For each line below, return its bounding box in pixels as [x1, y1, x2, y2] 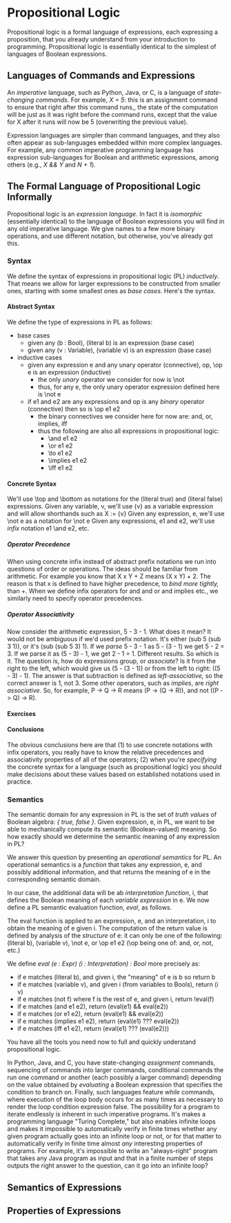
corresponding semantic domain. [7, 875, 101, 883]
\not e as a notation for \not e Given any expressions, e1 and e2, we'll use [7, 517, 215, 525]
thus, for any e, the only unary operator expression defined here [37, 383, 220, 392]
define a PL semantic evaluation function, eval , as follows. [7, 903, 172, 912]
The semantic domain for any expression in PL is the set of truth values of [7, 811, 217, 819]
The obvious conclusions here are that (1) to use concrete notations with [7, 741, 212, 748]
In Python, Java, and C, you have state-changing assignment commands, [7, 1058, 216, 1067]
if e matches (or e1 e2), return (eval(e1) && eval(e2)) [17, 1010, 164, 1018]
